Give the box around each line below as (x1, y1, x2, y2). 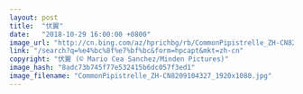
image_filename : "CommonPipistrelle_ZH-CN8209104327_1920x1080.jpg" (9, 72, 272, 81)
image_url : (9, 38, 50, 47)
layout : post (9, 13, 59, 22)
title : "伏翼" (9, 21, 64, 30)
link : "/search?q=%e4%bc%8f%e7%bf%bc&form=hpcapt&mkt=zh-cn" (9, 47, 244, 56)
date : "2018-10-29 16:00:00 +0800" (9, 30, 151, 38)
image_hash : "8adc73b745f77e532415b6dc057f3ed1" (9, 64, 196, 73)
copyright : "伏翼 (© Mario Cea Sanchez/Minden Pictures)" (9, 55, 229, 64)
